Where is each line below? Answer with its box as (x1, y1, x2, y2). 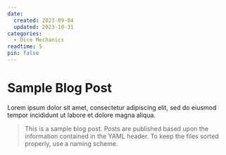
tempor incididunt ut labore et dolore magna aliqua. (7, 111, 156, 119)
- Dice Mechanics (13, 37, 65, 44)
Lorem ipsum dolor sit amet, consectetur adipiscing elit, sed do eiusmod (7, 103, 217, 111)
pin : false (7, 50, 39, 57)
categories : (7, 30, 42, 37)
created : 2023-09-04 (13, 17, 74, 24)
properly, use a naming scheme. (24, 139, 118, 148)
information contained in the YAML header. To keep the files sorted (24, 132, 220, 140)
